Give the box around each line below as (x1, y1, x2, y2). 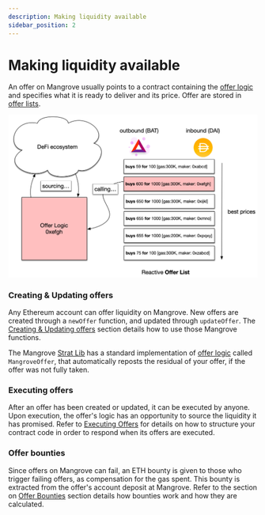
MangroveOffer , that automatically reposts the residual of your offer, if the (8, 357, 246, 366)
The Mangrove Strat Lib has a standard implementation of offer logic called (8, 348, 253, 358)
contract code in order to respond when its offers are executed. (8, 428, 215, 437)
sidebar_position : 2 (8, 21, 77, 29)
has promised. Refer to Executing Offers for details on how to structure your (8, 419, 256, 429)
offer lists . (8, 99, 41, 108)
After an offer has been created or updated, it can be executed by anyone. (8, 403, 251, 412)
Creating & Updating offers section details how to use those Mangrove (8, 324, 237, 334)
